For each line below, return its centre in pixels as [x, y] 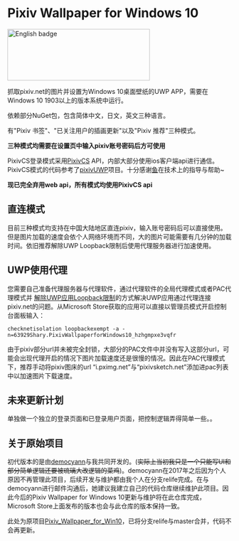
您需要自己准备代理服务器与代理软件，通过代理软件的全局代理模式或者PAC [116, 289]
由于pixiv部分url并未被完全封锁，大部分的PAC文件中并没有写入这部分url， [115, 349]
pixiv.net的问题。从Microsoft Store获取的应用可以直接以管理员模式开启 [111, 306]
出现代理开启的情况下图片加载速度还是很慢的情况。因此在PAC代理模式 [122, 358]
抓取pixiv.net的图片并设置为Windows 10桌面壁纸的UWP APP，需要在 [108, 91]
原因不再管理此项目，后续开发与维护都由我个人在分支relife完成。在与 [108, 480]
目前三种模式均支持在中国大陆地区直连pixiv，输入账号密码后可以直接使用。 [117, 227]
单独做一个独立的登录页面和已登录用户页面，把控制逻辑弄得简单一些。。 [112, 419]
